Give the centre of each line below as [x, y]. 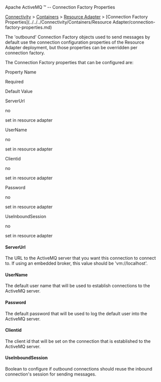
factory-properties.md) [28, 27]
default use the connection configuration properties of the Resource [75, 42]
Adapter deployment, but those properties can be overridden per [71, 47]
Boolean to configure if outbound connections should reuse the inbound [79, 369]
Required [14, 82]
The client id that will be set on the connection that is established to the [78, 341]
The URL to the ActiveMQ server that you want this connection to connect [80, 258]
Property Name [21, 72]
